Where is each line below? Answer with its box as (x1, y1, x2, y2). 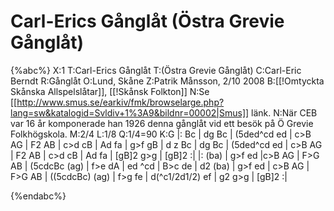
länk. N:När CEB (251, 106, 318, 119)
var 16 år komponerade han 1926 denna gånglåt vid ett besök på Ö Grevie (10, 117, 314, 129)
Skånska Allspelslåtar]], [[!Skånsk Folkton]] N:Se (10, 85, 210, 97)
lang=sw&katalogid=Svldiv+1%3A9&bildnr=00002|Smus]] (10, 106, 250, 119)
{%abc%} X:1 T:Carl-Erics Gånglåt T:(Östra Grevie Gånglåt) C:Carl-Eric (10, 64, 302, 76)
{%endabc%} (10, 190, 67, 202)
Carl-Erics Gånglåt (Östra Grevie (10, 10, 285, 33)
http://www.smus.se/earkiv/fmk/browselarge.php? (16, 96, 225, 108)
